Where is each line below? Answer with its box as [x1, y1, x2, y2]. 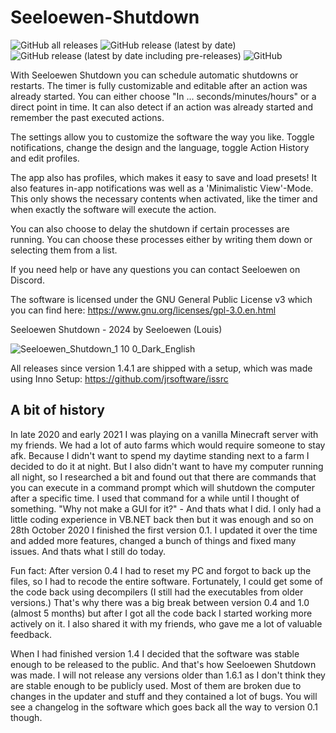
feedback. [10, 628, 52, 640]
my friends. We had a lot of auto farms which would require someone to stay [10, 439, 326, 451]
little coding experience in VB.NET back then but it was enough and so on [10, 513, 314, 525]
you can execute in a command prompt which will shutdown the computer [10, 481, 315, 493]
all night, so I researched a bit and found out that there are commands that [10, 471, 317, 483]
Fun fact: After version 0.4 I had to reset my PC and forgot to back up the [10, 564, 312, 576]
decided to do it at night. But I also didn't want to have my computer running [10, 460, 324, 472]
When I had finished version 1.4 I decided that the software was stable [10, 647, 300, 660]
